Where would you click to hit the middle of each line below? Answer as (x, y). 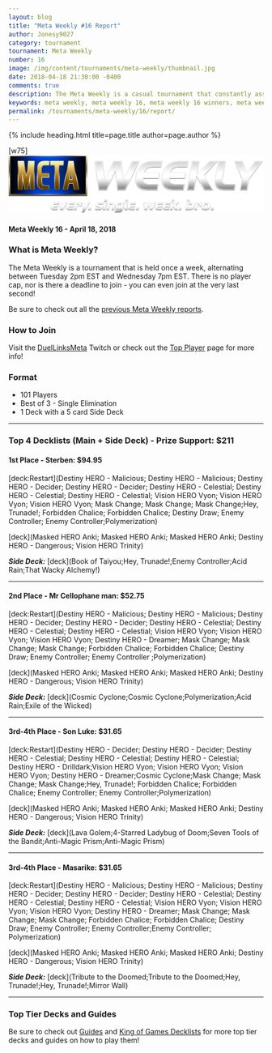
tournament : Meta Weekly (50, 51)
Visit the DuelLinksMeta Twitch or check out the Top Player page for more (132, 347)
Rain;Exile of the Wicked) (50, 706)
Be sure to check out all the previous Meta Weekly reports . (106, 309)
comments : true (34, 85)
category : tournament (45, 43)
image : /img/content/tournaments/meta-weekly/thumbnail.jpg (112, 69)
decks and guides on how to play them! (74, 1040)
